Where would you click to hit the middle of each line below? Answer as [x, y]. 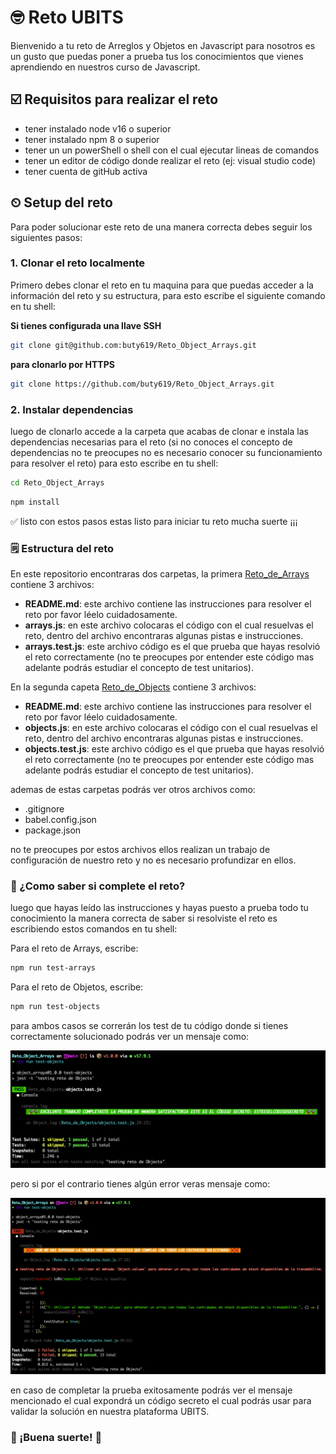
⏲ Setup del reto [61, 202]
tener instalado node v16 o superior [98, 128]
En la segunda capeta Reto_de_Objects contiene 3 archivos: [133, 687]
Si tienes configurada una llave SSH [86, 325]
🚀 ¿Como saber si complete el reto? [98, 886]
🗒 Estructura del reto [62, 548]
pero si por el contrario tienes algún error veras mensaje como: [140, 1184]
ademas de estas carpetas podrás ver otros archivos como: [133, 789]
